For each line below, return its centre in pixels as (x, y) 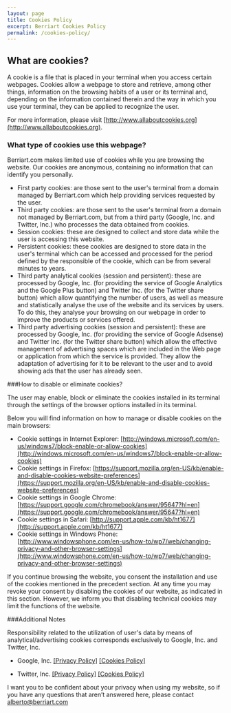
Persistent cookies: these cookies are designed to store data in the (111, 247)
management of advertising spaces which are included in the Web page (119, 349)
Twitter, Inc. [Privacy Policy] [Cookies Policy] (80, 674)
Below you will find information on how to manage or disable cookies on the (114, 418)
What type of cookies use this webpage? (77, 145)
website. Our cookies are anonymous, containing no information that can (110, 167)
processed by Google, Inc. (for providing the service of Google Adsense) (120, 334)
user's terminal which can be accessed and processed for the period (115, 254)
